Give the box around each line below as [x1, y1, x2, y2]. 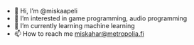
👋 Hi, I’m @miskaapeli [14, 7, 78, 15]
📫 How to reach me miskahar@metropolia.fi [14, 30, 144, 38]
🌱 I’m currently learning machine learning [14, 22, 135, 30]
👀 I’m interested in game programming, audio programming [14, 14, 188, 22]
